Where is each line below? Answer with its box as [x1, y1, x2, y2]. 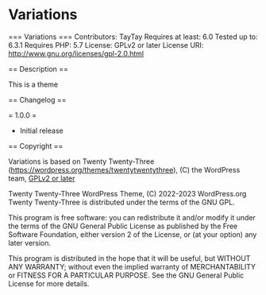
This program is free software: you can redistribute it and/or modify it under [8, 212, 256, 222]
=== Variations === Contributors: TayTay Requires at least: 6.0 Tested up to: [8, 32, 258, 41]
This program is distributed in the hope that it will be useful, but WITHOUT [8, 253, 251, 263]
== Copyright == [8, 141, 64, 150]
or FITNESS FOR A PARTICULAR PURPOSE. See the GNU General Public [8, 270, 245, 280]
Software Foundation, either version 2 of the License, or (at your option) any [8, 229, 257, 239]
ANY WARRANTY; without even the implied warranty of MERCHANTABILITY [8, 262, 256, 271]
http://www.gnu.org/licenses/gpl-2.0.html [8, 49, 145, 58]
